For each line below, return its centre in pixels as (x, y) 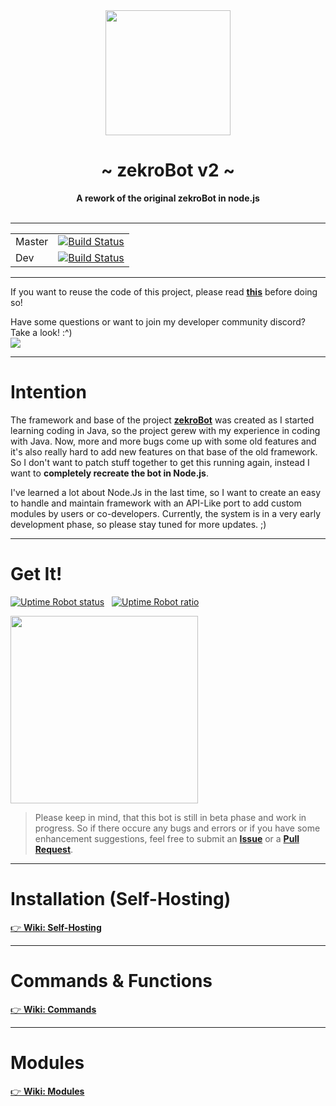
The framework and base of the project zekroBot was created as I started (162, 420)
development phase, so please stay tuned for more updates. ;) (138, 524)
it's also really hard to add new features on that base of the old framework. (164, 451)
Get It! (36, 574)
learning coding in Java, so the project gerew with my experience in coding (165, 430)
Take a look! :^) (41, 332)
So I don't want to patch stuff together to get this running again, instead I (160, 462)
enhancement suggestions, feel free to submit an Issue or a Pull (167, 838)
